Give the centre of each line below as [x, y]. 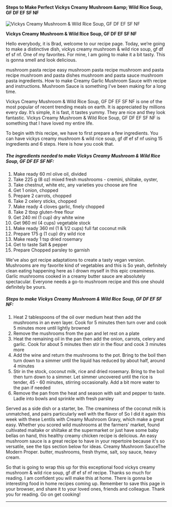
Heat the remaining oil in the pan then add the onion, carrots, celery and [89, 339]
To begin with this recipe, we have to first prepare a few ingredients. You [82, 133]
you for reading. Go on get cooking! [43, 494]
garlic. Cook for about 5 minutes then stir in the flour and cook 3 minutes [90, 344]
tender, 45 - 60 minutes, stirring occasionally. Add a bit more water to [87, 382]
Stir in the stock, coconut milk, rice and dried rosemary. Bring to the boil [89, 372]
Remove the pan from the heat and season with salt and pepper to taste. [89, 393]
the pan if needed [32, 388]
